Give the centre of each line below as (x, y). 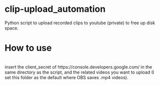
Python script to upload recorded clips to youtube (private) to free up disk (80, 23)
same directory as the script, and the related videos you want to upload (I (80, 72)
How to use (28, 48)
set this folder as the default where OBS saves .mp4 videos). (66, 77)
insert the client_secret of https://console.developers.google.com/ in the (78, 67)
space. (12, 28)
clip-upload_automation (55, 9)
